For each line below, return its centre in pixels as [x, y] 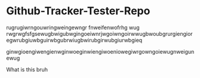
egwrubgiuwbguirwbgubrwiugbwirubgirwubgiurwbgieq [74, 40]
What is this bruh [27, 69]
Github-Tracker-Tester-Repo [78, 11]
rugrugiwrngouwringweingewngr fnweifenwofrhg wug [73, 27]
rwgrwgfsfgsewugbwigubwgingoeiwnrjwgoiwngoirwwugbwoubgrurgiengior [99, 33]
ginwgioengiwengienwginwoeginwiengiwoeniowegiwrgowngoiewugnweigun [100, 51]
